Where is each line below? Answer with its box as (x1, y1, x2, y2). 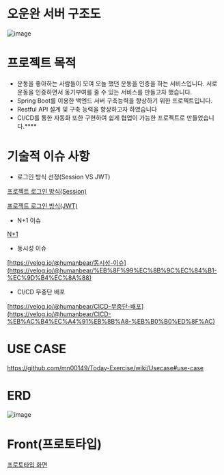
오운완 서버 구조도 (7, 6, 101, 22)
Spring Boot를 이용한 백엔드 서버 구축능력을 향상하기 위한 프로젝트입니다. (16, 97, 213, 105)
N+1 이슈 (16, 216, 41, 224)
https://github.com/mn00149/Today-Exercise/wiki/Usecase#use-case (7, 363, 204, 372)
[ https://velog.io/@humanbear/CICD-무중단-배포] (7, 302, 144, 310)
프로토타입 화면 (7, 460, 48, 469)
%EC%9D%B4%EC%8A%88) (7, 273, 92, 281)
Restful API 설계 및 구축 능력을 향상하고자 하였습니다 (16, 105, 158, 113)
